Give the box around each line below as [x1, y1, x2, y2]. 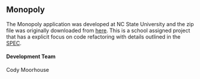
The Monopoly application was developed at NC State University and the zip [6, 20, 194, 27]
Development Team [6, 53, 56, 60]
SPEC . [6, 39, 22, 46]
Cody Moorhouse [6, 67, 50, 74]
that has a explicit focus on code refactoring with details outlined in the [6, 33, 181, 40]
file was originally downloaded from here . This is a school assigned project [6, 27, 190, 34]
